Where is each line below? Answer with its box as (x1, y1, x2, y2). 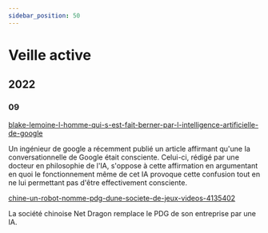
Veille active (8, 45, 92, 64)
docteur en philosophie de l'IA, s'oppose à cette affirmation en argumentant (8, 160, 258, 170)
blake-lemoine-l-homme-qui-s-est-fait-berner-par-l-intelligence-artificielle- (8, 120, 258, 129)
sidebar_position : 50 (8, 11, 81, 20)
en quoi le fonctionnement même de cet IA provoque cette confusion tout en (8, 169, 261, 179)
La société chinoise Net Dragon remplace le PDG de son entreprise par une (8, 208, 256, 218)
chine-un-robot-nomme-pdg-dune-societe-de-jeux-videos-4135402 (8, 193, 236, 203)
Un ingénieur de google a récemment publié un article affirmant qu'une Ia (8, 144, 250, 153)
